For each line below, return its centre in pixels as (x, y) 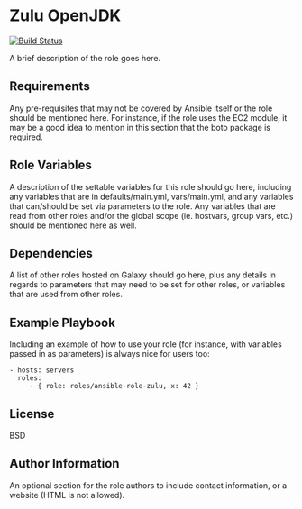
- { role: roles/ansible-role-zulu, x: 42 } (114, 386)
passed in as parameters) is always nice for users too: (110, 354)
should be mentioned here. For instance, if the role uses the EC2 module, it (148, 117)
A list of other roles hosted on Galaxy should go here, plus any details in (143, 275)
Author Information (64, 464)
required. (26, 137)
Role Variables (50, 165)
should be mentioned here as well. (73, 225)
